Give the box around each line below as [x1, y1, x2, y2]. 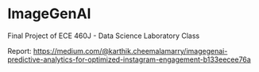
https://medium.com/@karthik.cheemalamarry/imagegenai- [33, 46, 228, 55]
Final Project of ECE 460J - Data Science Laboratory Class [7, 31, 200, 40]
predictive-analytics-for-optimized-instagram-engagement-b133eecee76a [7, 55, 251, 64]
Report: [7, 46, 33, 55]
